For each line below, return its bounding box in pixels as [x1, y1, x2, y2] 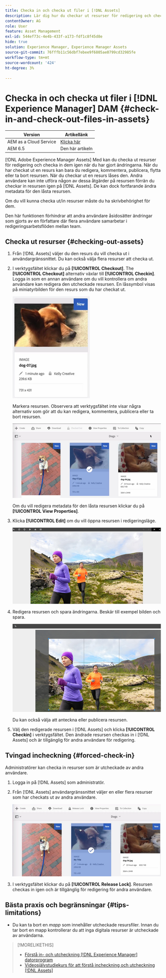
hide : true [5, 40, 28, 45]
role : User [5, 24, 28, 29]
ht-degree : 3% [5, 65, 35, 70]
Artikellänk [65, 131, 88, 137]
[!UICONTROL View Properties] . [12, 508, 79, 514]
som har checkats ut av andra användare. [12, 794, 97, 800]
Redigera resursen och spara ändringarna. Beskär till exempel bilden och [12, 608, 161, 614]
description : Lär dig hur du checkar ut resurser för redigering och [5, 13, 152, 18]
